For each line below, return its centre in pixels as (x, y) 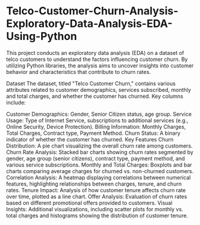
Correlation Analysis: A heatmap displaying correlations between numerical (99, 177)
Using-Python (42, 36)
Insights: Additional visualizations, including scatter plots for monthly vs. (95, 209)
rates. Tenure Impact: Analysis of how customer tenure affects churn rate (96, 190)
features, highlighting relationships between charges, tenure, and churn (94, 184)
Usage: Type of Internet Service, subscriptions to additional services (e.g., (97, 120)
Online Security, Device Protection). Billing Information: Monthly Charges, (96, 127)
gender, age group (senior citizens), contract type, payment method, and (96, 158)
